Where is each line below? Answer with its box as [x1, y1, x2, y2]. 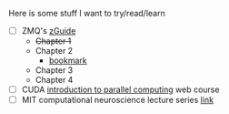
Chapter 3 [35, 65, 74, 76]
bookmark [48, 55, 87, 67]
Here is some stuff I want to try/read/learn [8, 8, 165, 18]
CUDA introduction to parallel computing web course [21, 84, 220, 95]
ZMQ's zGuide [21, 26, 76, 36]
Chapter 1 [35, 36, 72, 47]
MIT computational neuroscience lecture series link [21, 95, 214, 106]
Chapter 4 [35, 75, 74, 86]
